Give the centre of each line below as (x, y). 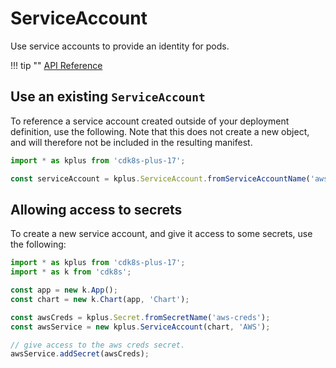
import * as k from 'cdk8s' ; (71, 272)
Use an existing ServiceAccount (108, 97)
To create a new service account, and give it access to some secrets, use (161, 234)
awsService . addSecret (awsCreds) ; (80, 354)
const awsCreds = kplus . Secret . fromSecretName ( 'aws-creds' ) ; (140, 317)
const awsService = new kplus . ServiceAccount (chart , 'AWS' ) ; (140, 327)
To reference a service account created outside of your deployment (150, 121)
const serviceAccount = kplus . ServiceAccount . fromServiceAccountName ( (160, 178)
